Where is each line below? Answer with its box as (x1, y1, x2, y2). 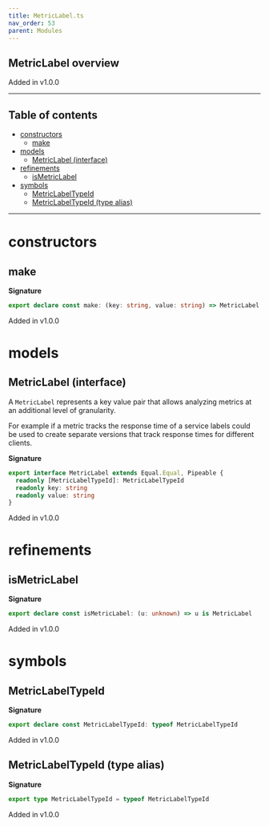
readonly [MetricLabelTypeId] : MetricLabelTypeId (15, 476, 184, 484)
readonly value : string (15, 491, 94, 499)
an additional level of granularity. (8, 405, 116, 415)
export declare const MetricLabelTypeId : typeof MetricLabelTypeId (8, 721, 239, 729)
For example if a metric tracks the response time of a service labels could (8, 421, 251, 431)
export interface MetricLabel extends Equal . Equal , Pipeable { (8, 469, 224, 477)
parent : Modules (8, 26, 62, 34)
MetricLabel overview (8, 56, 120, 70)
